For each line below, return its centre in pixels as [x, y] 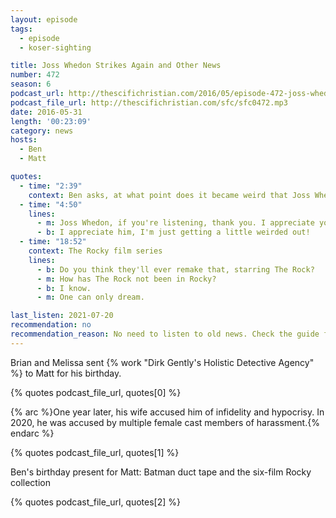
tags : [21, 29]
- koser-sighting [55, 47]
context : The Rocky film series [95, 251]
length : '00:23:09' [51, 121]
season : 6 [31, 84]
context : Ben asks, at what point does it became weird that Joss [169, 195]
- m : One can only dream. [90, 297]
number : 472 [35, 75]
